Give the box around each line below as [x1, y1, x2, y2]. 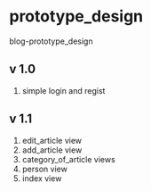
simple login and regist [21, 85, 106, 95]
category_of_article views [21, 154, 115, 164]
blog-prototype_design [9, 36, 93, 46]
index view [21, 172, 62, 184]
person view [21, 163, 68, 174]
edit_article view [21, 135, 83, 145]
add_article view [21, 145, 83, 155]
